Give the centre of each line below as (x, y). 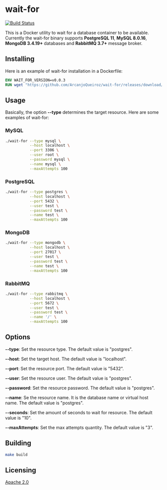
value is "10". (18, 418)
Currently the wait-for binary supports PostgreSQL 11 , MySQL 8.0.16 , (76, 38)
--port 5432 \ (44, 201)
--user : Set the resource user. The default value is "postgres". (69, 378)
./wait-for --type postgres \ (37, 192)
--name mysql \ (45, 164)
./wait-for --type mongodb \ (35, 243)
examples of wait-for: (27, 118)
